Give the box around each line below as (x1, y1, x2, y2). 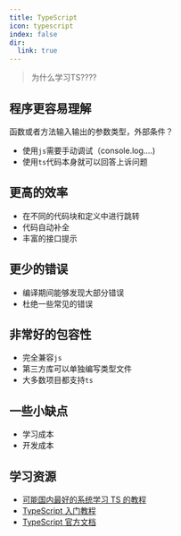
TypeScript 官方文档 (21, 516, 96, 527)
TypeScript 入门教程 (21, 506, 96, 515)
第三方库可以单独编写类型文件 (21, 363, 132, 374)
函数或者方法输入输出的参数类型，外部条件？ (9, 126, 174, 137)
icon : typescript (9, 21, 74, 30)
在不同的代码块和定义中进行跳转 (21, 210, 140, 221)
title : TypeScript (9, 13, 78, 22)
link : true (17, 47, 58, 55)
